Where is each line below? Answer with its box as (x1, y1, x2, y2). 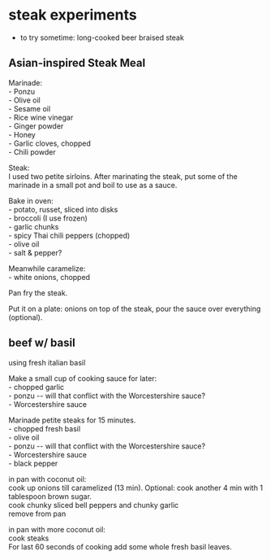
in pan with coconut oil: (8, 474, 87, 483)
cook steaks (8, 533, 49, 543)
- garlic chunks (8, 221, 59, 231)
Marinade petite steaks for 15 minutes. (8, 415, 136, 425)
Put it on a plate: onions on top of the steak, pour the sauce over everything (8, 304, 261, 313)
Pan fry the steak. (8, 287, 68, 298)
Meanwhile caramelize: (8, 263, 86, 273)
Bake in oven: (8, 195, 54, 205)
